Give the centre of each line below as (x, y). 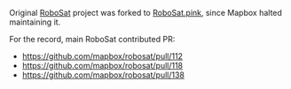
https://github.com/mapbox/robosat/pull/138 (103, 75)
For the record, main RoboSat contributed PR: (92, 39)
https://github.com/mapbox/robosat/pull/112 (102, 56)
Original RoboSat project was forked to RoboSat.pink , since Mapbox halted (145, 13)
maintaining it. (35, 22)
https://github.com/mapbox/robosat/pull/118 (102, 66)
